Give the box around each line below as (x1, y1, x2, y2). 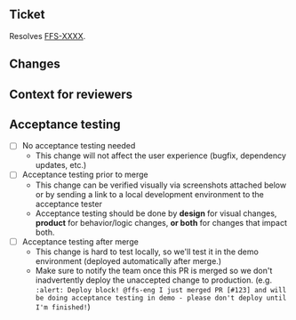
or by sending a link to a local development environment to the (35, 188, 265, 199)
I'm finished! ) (35, 301, 91, 312)
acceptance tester (35, 198, 102, 209)
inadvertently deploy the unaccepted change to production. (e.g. (35, 275, 273, 285)
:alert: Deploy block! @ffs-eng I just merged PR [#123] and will (35, 285, 287, 294)
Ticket (9, 7, 45, 22)
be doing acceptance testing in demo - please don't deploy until (35, 293, 287, 302)
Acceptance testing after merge (21, 236, 140, 247)
